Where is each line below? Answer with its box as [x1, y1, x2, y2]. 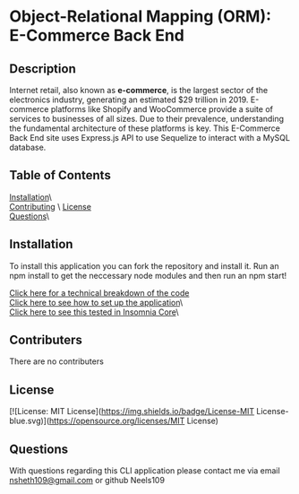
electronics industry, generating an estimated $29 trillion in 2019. [9, 94, 249, 105]
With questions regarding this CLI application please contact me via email [9, 465, 280, 476]
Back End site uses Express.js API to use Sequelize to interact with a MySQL [9, 133, 291, 143]
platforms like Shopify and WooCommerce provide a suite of [50, 104, 273, 114]
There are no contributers [9, 356, 105, 367]
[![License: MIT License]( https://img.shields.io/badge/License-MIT [9, 406, 255, 417]
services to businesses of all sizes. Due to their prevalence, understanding [9, 114, 285, 124]
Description [9, 61, 76, 76]
